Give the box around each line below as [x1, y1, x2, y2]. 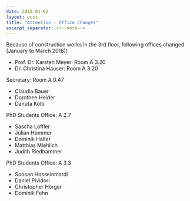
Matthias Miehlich [14, 142, 58, 149]
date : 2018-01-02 [6, 8, 49, 15]
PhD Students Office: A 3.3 [6, 159, 72, 166]
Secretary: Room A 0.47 [6, 76, 65, 83]
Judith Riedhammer [14, 148, 63, 155]
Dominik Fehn [14, 189, 48, 197]
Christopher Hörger [14, 183, 62, 190]
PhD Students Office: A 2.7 [6, 112, 71, 119]
